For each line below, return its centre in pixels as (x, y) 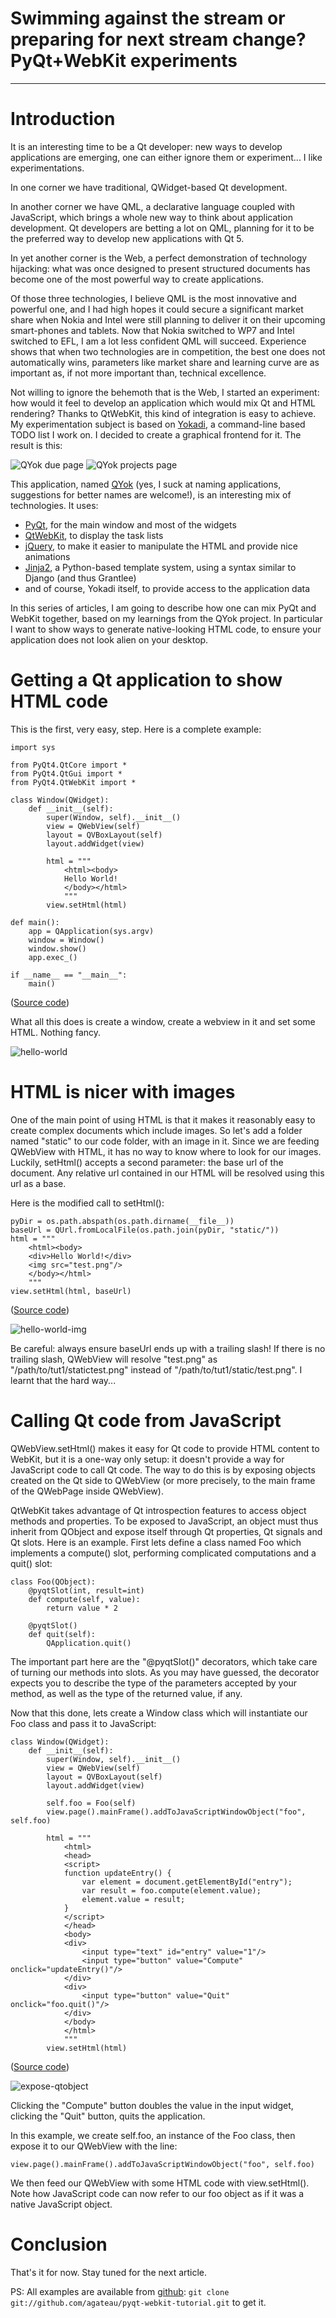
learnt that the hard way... (63, 1380)
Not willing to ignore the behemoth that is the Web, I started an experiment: (165, 392)
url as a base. (38, 1183)
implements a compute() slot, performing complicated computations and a (163, 1553)
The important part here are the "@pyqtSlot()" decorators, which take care (164, 1661)
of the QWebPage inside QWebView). (87, 1491)
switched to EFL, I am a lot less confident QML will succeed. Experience (158, 341)
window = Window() (66, 940)
